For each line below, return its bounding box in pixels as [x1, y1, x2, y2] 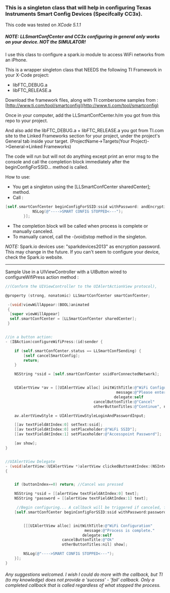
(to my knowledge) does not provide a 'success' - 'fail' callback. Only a [5, 577, 155, 583]
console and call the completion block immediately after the [5, 159, 130, 165]
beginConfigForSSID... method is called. [5, 164, 89, 171]
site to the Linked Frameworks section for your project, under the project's [5, 133, 160, 139]
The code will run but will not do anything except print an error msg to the [5, 153, 159, 159]
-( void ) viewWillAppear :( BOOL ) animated [7, 302, 90, 307]
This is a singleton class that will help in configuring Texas [5, 4, 152, 11]
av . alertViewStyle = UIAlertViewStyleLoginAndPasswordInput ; [14, 413, 146, 418]
